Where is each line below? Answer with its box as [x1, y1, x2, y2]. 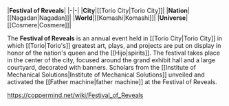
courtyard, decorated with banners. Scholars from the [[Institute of [7, 64, 197, 71]
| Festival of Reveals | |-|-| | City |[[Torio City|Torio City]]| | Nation [7, 7, 188, 14]
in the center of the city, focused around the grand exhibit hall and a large [7, 56, 216, 64]
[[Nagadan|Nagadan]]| [7, 14, 72, 22]
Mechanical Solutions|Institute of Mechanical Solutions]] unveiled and [7, 70, 205, 79]
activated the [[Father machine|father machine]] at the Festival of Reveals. [7, 78, 218, 85]
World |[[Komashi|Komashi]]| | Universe [74, 14, 186, 22]
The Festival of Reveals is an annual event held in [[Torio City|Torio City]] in [7, 34, 223, 42]
